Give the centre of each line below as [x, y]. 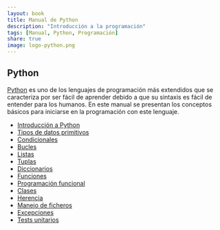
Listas [25, 154]
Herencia [30, 198]
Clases [27, 190]
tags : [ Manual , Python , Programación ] [63, 33]
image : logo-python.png [41, 45]
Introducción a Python [48, 125]
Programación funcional [51, 183]
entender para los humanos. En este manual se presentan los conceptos [109, 104]
